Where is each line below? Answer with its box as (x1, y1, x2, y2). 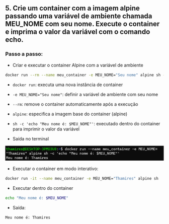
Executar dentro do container (12, 185, 73, 191)
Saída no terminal (12, 135, 49, 141)
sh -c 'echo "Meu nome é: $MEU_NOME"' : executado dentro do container (12, 120, 160, 126)
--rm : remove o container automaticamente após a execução (12, 101, 138, 107)
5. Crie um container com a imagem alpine (5, 4, 140, 13)
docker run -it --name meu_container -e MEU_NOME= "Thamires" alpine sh (5, 176, 158, 181)
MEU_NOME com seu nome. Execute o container (5, 20, 160, 28)
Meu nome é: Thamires (5, 215, 51, 220)
